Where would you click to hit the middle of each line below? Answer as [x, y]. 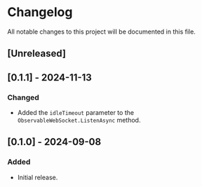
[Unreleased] [37, 54]
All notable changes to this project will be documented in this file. [102, 32]
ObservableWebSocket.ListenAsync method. [79, 120]
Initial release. [38, 177]
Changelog [40, 12]
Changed [23, 97]
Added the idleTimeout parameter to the [76, 113]
